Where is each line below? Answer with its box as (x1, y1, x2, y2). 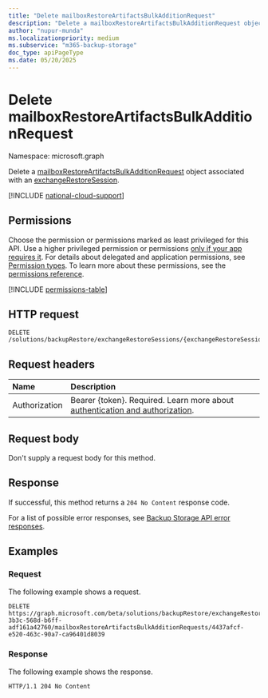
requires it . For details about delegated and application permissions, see (8, 252, 246, 261)
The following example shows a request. (8, 587, 141, 596)
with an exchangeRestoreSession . (8, 175, 120, 185)
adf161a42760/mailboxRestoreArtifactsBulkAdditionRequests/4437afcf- (8, 623, 245, 632)
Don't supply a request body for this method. (8, 453, 156, 463)
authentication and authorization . (70, 405, 195, 416)
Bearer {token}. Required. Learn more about (70, 395, 234, 406)
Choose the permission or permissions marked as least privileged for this (8, 235, 249, 245)
